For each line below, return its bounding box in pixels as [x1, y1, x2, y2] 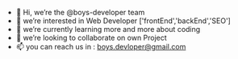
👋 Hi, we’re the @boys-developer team [15, 8, 145, 17]
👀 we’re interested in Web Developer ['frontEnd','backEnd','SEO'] [15, 16, 232, 26]
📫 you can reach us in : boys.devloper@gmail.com [15, 42, 186, 51]
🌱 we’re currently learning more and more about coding [15, 25, 201, 33]
